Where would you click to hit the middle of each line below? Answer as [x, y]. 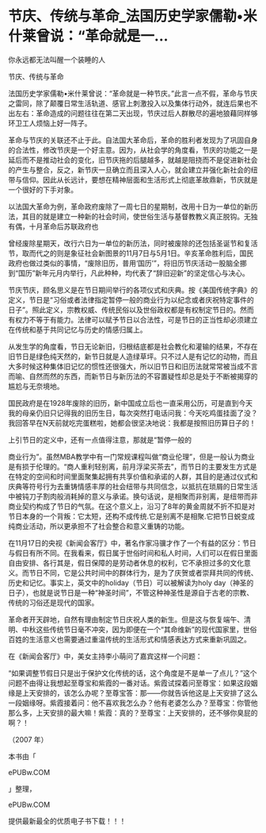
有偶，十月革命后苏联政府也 [53, 226]
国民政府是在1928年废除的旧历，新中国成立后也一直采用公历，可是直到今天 [131, 403]
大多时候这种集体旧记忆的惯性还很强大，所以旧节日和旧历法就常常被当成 [126, 366]
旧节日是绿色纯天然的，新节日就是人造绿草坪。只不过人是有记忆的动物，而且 [133, 356]
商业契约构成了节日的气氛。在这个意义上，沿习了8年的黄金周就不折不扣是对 [132, 506]
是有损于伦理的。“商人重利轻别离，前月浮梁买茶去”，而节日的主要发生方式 [129, 466]
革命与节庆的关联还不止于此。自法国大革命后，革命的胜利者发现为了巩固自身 [133, 140]
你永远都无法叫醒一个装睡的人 [57, 60]
